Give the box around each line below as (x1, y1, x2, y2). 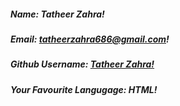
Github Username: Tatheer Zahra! (10, 58, 155, 70)
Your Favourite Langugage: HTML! (10, 83, 158, 95)
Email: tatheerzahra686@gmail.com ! (10, 33, 170, 45)
